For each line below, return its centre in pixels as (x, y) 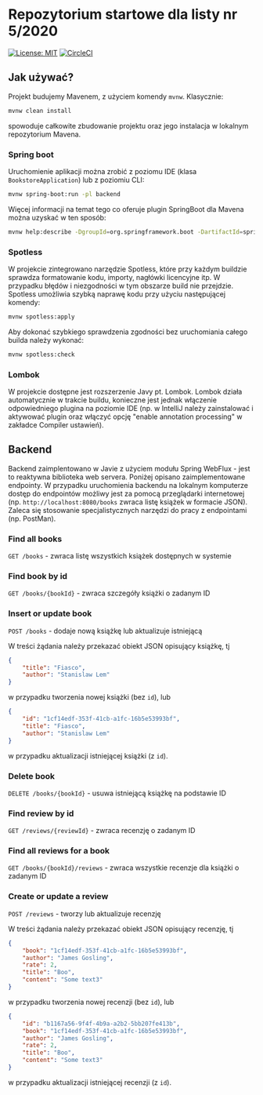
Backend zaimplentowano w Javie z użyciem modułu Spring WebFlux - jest (129, 468)
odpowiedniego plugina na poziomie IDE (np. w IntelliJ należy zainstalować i (131, 409)
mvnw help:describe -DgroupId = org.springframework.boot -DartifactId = (126, 232)
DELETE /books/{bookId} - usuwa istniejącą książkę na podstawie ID (117, 793)
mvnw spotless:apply (42, 316)
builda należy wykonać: (46, 340)
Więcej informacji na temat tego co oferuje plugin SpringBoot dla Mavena (126, 209)
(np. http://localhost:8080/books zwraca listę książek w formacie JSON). (128, 502)
